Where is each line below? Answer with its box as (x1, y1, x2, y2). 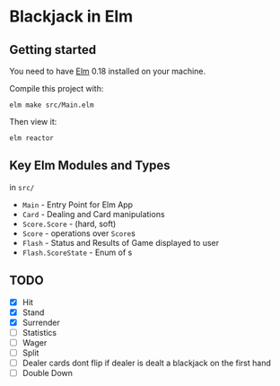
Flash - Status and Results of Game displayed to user (22, 237, 220, 248)
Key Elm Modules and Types (9, 158, 171, 173)
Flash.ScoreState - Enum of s (22, 247, 133, 258)
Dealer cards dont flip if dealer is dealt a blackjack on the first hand (22, 357, 272, 368)
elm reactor (9, 134, 54, 143)
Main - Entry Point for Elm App (22, 199, 133, 210)
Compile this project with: (9, 83, 104, 93)
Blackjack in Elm (9, 6, 134, 27)
